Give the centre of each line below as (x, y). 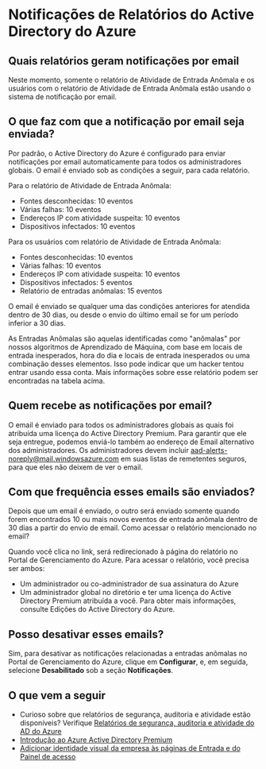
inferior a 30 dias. (37, 323)
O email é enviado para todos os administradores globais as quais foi (121, 425)
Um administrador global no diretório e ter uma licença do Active (125, 593)
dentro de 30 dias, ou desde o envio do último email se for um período (123, 315)
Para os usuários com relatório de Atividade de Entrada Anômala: (115, 242)
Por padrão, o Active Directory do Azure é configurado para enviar (117, 153)
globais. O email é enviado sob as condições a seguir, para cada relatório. (129, 170)
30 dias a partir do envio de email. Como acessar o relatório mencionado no (133, 528)
